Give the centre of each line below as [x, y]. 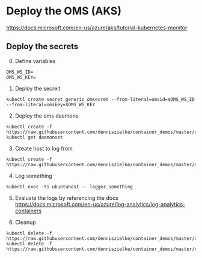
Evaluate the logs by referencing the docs [66, 198]
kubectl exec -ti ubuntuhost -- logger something [70, 187]
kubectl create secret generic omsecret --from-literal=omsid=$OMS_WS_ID [101, 99]
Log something [33, 176]
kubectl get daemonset [35, 137]
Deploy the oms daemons [47, 116]
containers [28, 211]
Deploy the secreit [38, 88]
